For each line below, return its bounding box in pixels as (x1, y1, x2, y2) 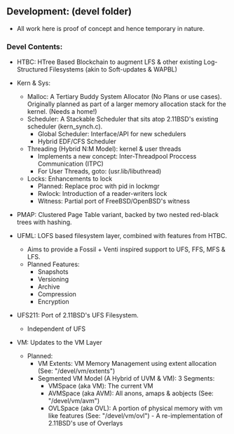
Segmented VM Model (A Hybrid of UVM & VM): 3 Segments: (37, 374, 215, 383)
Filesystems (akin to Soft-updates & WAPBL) (49, 65, 178, 74)
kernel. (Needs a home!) (27, 107, 97, 116)
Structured (16, 65, 48, 74)
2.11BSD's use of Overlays (48, 419, 123, 428)
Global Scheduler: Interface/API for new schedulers (37, 130, 186, 138)
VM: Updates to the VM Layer (16, 338, 103, 347)
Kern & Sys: (16, 79, 50, 87)
